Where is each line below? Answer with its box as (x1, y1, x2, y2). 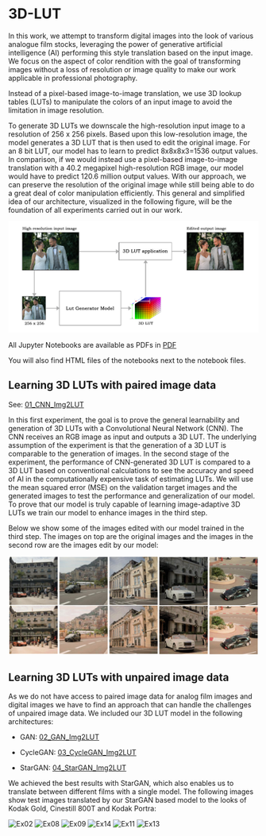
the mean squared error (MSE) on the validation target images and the (8, 482, 237, 492)
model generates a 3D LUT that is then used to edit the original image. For (8, 137, 250, 147)
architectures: (8, 717, 54, 726)
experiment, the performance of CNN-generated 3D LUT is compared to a (8, 457, 251, 467)
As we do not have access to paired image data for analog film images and (8, 692, 253, 701)
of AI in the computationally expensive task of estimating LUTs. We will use (8, 474, 254, 483)
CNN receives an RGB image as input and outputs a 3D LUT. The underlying (8, 432, 256, 441)
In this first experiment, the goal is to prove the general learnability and (8, 414, 240, 425)
